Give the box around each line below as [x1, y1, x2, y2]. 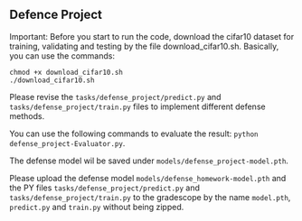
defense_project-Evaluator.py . [9, 137, 126, 148]
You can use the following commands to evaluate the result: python [9, 128, 259, 139]
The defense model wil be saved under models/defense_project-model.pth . [9, 155, 289, 166]
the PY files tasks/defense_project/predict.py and [9, 182, 201, 193]
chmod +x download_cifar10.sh [9, 68, 124, 77]
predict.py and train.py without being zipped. [9, 201, 184, 212]
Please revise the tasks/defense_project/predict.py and [9, 91, 222, 102]
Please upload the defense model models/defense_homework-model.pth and [9, 172, 287, 183]
